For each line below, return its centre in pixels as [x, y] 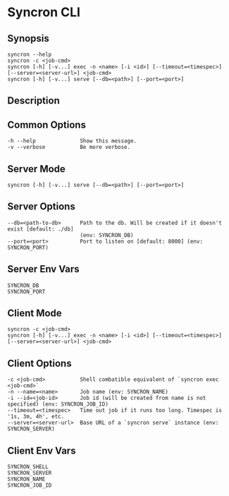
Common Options [47, 125]
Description [33, 101]
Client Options [39, 363]
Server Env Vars [43, 269]
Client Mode [35, 314]
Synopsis [28, 38]
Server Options [41, 206]
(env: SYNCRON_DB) [107, 235]
